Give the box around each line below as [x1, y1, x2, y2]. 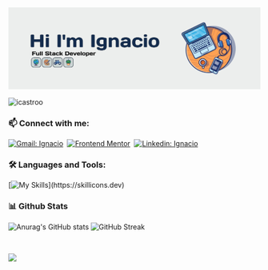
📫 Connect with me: [8, 117, 90, 129]
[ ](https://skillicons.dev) [8, 181, 125, 190]
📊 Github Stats [8, 201, 68, 212]
